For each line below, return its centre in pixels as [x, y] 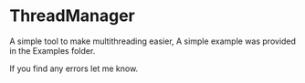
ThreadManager [72, 16]
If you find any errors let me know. [74, 68]
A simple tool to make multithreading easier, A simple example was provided [153, 41]
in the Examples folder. [53, 50]
